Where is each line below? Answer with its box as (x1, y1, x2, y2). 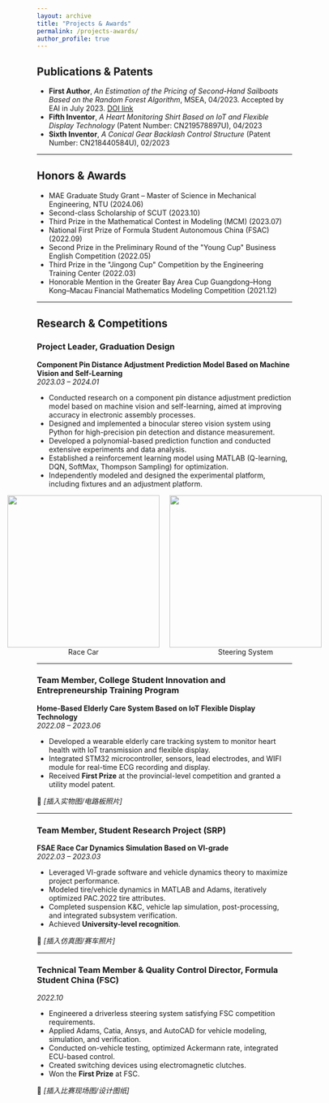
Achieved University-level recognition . (48, 919, 181, 929)
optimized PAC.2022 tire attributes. (48, 893, 166, 903)
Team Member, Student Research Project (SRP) (36, 824, 227, 836)
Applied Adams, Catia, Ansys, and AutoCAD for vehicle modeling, (48, 1026, 267, 1036)
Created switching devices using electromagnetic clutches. (48, 1061, 247, 1071)
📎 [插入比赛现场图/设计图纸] (36, 1086, 130, 1096)
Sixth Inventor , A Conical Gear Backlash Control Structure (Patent (48, 129, 271, 139)
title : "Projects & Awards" (36, 19, 132, 28)
